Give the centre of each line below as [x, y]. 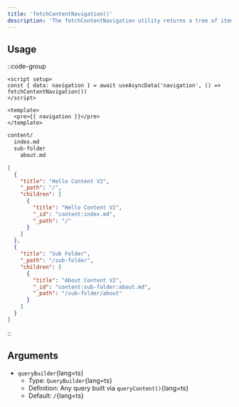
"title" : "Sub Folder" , [55, 254]
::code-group [27, 66]
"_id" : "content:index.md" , [74, 214]
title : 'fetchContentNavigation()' [60, 14]
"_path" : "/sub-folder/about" [78, 293]
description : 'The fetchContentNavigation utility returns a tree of [113, 21]
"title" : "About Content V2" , [78, 280]
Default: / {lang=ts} [56, 396]
